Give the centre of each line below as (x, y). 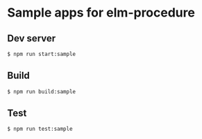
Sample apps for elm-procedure (101, 13)
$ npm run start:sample (42, 54)
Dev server (32, 38)
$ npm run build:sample (42, 91)
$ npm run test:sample (40, 129)
